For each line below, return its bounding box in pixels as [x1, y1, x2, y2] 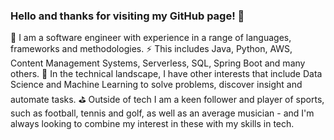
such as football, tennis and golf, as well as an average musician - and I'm [10, 107, 315, 119]
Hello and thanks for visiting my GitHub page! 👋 [10, 9, 245, 23]
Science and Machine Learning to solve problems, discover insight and [10, 79, 303, 91]
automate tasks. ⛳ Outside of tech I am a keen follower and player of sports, [10, 94, 325, 106]
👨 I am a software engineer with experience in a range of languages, [10, 32, 292, 44]
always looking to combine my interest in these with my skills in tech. [10, 118, 295, 130]
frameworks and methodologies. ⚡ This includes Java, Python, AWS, [10, 43, 293, 55]
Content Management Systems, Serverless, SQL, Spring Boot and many [10, 57, 306, 69]
